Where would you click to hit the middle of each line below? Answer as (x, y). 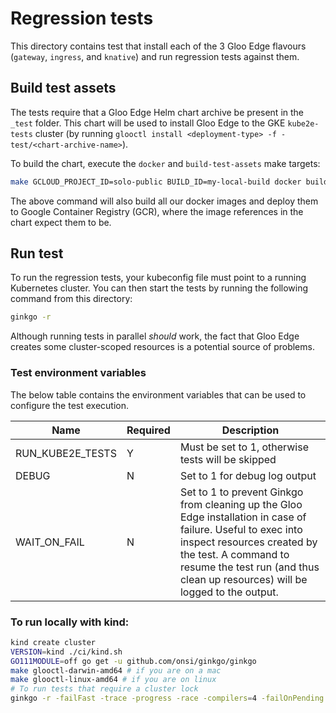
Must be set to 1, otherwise (244, 447)
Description (250, 430)
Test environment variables (78, 373)
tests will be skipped (228, 459)
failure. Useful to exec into (241, 529)
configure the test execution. (69, 405)
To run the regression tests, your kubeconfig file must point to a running (158, 278)
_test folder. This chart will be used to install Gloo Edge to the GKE (148, 123)
